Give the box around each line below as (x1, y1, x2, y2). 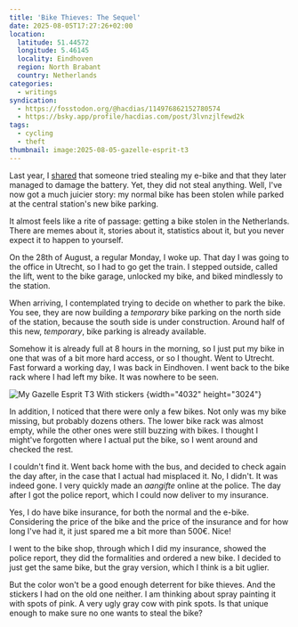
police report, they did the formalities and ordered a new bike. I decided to (9, 552, 282, 563)
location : (9, 29, 46, 38)
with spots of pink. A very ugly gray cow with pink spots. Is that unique (9, 598, 269, 608)
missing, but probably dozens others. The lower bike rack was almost (9, 415, 264, 426)
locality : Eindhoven (17, 54, 93, 63)
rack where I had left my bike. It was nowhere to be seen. (9, 371, 220, 382)
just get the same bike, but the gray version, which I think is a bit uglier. (9, 562, 270, 573)
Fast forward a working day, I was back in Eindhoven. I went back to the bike (9, 362, 290, 372)
